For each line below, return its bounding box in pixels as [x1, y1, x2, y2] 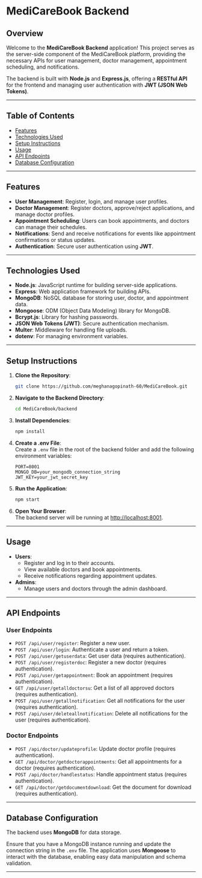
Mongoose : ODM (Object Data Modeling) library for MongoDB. [14, 307, 171, 314]
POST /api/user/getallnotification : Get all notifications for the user [14, 697, 185, 705]
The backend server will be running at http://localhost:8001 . [14, 513, 164, 521]
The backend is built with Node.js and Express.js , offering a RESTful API [6, 75, 188, 82]
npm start [14, 496, 40, 502]
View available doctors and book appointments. [23, 566, 142, 573]
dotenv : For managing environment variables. [14, 333, 129, 340]
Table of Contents [6, 111, 75, 121]
